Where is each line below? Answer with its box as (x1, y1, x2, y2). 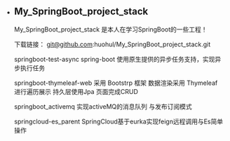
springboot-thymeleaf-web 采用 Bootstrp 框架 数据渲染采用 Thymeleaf (13, 79, 218, 87)
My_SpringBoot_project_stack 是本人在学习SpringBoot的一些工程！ (13, 25, 208, 34)
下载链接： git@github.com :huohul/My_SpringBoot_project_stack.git (13, 40, 211, 48)
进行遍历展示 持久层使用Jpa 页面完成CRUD (13, 87, 138, 95)
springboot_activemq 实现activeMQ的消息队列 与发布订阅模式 (13, 102, 192, 111)
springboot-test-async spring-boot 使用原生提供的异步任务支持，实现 (13, 55, 215, 63)
